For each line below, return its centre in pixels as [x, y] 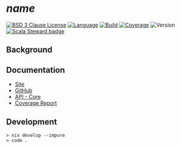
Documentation [36, 70]
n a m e [21, 9]
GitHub [24, 91]
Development [32, 122]
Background [29, 50]
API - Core [28, 97]
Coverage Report [36, 103]
